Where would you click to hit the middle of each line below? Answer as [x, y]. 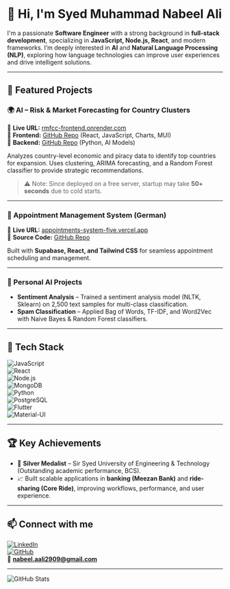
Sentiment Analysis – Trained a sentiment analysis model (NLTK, [109, 297]
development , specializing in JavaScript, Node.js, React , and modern [106, 40]
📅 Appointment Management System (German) [87, 215]
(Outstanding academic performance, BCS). [79, 470]
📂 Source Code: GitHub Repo [49, 237]
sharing [28, 488]
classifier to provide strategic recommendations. [75, 170]
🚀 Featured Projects [50, 90]
